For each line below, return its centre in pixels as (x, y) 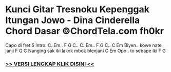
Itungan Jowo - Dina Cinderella (73, 20)
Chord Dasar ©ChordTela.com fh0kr (85, 31)
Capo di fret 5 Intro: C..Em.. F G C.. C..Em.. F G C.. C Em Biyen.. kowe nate (83, 45)
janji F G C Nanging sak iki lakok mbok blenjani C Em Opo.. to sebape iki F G (85, 51)
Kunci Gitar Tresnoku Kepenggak (78, 9)
